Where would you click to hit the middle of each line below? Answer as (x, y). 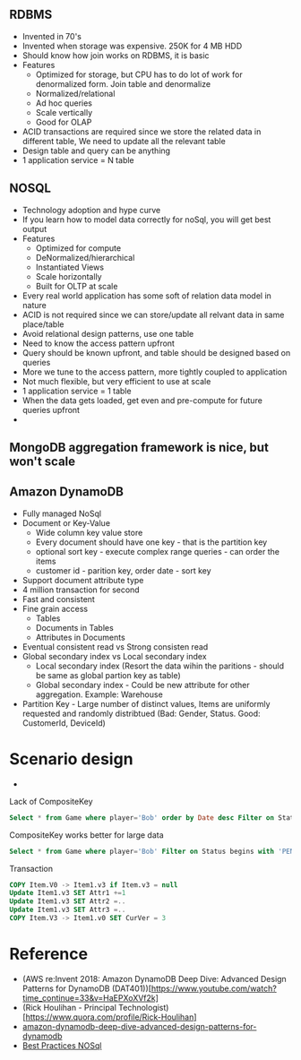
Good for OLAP (64, 122)
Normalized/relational (75, 93)
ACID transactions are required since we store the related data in (142, 131)
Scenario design (71, 759)
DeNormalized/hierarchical (85, 257)
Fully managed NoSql (61, 513)
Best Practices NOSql (62, 1045)
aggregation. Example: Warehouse (99, 694)
